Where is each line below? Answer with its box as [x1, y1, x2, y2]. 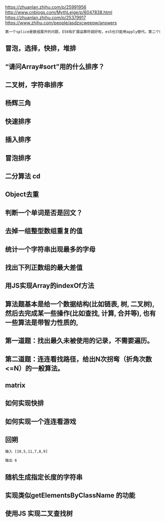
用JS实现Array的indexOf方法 [5, 281, 94, 290]
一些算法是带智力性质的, [5, 318, 79, 327]
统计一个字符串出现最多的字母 [5, 245, 96, 253]
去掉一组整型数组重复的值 [5, 227, 82, 235]
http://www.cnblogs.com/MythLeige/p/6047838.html [5, 9, 112, 15]
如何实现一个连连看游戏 [5, 417, 76, 426]
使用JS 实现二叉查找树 [5, 509, 73, 518]
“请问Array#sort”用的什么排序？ [5, 62, 105, 71]
